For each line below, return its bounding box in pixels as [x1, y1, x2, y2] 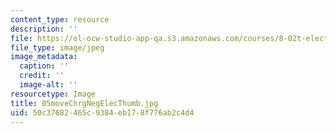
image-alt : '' [19, 80, 78, 90]
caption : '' [19, 61, 70, 71]
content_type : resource [10, 14, 110, 25]
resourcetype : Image [10, 89, 97, 99]
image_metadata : [10, 52, 78, 62]
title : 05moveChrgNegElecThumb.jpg [10, 98, 159, 108]
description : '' [10, 24, 78, 34]
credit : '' [19, 71, 65, 81]
